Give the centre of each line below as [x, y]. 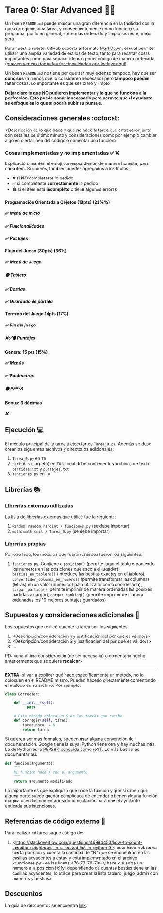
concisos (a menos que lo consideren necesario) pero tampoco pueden [77, 78]
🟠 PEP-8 [14, 389]
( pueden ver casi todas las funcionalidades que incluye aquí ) [66, 64]
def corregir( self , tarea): [42, 721]
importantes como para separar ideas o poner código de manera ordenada [80, 58]
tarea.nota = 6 [39, 725]
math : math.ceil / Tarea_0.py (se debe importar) [61, 531]
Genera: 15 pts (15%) [26, 352]
